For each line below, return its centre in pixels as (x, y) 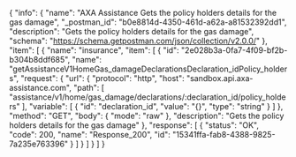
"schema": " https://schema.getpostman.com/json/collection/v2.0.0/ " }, (138, 41)
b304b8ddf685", (40, 60)
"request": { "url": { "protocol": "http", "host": (102, 78)
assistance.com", (41, 88)
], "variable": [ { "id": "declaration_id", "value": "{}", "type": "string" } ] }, (152, 106)
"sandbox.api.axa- (220, 78)
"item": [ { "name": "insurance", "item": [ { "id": (94, 50)
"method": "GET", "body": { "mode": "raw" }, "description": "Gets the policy (147, 116)
